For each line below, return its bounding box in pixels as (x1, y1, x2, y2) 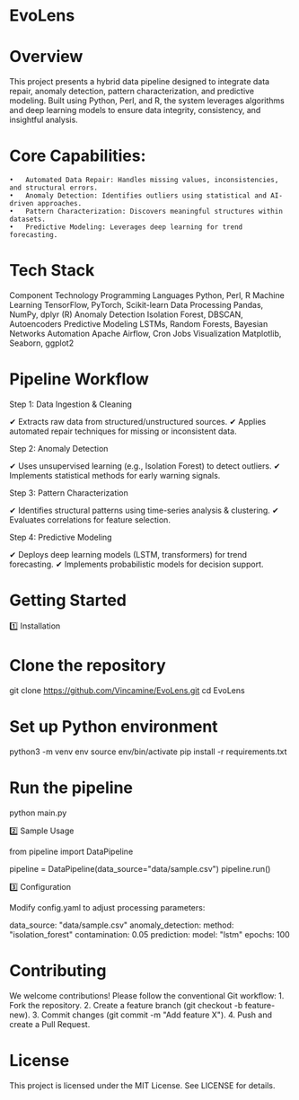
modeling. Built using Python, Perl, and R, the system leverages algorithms (9, 95, 286, 106)
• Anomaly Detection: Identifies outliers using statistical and (9, 191, 268, 200)
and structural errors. (9, 183, 99, 193)
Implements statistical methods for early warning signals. (9, 470, 221, 480)
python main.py (9, 807, 67, 818)
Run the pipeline (9, 778, 133, 797)
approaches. (37, 199, 83, 208)
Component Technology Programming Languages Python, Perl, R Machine (9, 290, 285, 301)
